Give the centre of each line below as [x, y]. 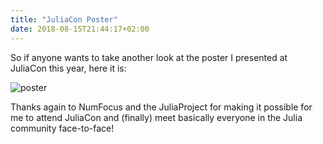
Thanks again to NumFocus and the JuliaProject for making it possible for [161, 107]
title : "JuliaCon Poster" [64, 19]
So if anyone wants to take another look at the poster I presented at [149, 57]
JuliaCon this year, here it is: [68, 68]
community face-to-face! [62, 128]
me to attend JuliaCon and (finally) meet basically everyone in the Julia [156, 117]
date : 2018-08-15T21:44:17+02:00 [80, 29]
